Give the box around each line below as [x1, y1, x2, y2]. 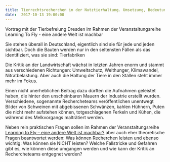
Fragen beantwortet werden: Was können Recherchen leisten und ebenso [5, 135, 159, 141]
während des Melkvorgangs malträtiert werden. [5, 114, 105, 120]
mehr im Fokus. [5, 78, 37, 84]
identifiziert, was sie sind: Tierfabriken [5, 51, 85, 58]
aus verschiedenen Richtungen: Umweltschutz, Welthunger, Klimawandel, [5, 67, 159, 73]
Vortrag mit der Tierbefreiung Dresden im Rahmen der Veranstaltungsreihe [5, 26, 161, 32]
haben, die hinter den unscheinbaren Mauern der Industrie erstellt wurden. [5, 93, 161, 99]
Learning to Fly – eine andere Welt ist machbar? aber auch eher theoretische [5, 129, 165, 135]
